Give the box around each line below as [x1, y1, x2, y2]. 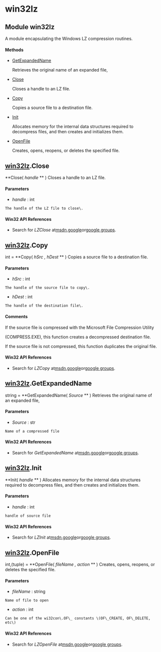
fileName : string [12, 589, 46, 595]
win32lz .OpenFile [5, 548, 60, 557]
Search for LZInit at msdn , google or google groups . [12, 534, 111, 541]
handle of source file [5, 513, 51, 519]
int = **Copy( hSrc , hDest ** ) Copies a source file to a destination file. [5, 254, 148, 260]
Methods [5, 47, 24, 53]
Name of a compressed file [5, 429, 60, 434]
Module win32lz [5, 23, 55, 31]
